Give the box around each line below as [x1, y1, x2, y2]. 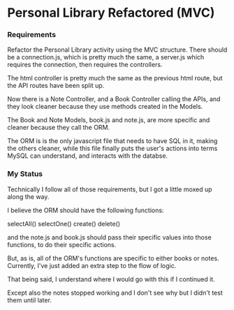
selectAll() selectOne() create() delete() [7, 219, 121, 228]
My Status [7, 169, 43, 179]
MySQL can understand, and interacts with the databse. [7, 152, 168, 160]
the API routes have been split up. [7, 82, 105, 90]
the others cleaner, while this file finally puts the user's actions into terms [7, 145, 218, 153]
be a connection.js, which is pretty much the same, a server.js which [7, 53, 205, 61]
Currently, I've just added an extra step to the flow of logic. [7, 261, 177, 270]
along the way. [7, 192, 50, 200]
